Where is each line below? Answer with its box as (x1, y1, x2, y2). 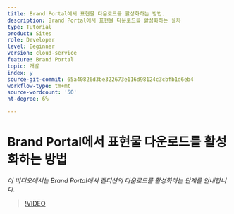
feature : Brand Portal (7, 56, 74, 63)
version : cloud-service (7, 50, 78, 57)
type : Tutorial (7, 23, 52, 30)
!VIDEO (24, 199, 46, 208)
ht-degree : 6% (7, 96, 49, 103)
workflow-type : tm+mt (7, 82, 71, 89)
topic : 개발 (7, 63, 40, 70)
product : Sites (7, 30, 52, 37)
